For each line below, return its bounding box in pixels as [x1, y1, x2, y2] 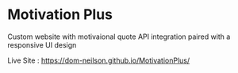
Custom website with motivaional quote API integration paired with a [7, 32, 231, 41]
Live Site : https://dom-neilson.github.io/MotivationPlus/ [7, 56, 190, 65]
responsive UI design [7, 40, 77, 49]
